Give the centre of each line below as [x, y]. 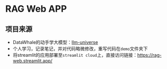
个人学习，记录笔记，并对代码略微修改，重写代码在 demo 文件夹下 [80, 49]
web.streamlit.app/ [33, 61]
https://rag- [149, 55]
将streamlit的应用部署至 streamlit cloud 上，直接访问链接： [75, 55]
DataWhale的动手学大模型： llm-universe [55, 42]
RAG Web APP [36, 9]
